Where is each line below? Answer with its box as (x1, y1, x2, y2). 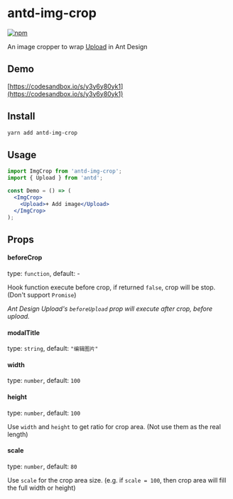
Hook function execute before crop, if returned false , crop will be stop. (7, 283, 216, 292)
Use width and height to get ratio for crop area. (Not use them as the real (7, 422, 222, 431)
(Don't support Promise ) (7, 290, 77, 299)
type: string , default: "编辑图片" (7, 344, 99, 353)
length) (7, 430, 28, 438)
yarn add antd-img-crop (7, 129, 78, 136)
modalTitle (7, 328, 40, 336)
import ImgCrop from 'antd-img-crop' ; (7, 168, 122, 175)
